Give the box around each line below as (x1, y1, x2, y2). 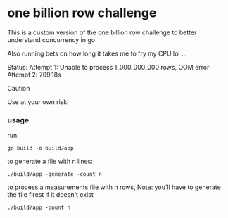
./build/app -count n (7, 204, 71, 212)
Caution (7, 84, 30, 92)
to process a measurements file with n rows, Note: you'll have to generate (7, 183, 222, 191)
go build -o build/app (7, 145, 74, 152)
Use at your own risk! (7, 97, 69, 106)
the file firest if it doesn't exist (7, 191, 94, 199)
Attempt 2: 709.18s (7, 70, 61, 79)
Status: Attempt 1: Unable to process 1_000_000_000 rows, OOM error (7, 63, 210, 71)
